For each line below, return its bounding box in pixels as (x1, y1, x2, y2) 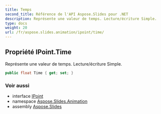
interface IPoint (12, 93, 43, 99)
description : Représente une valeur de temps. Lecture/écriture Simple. (5, 16, 157, 21)
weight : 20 (5, 25, 27, 30)
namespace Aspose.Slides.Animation (12, 98, 88, 104)
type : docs (5, 21, 27, 26)
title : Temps (5, 7, 32, 12)
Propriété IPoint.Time (5, 48, 72, 56)
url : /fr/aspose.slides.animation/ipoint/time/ (5, 30, 105, 35)
